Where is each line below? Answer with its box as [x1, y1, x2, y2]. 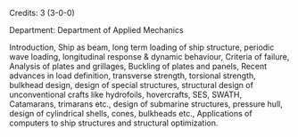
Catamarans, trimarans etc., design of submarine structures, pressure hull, [9, 99, 283, 109]
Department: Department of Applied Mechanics [9, 25, 185, 35]
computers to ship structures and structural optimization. [9, 117, 219, 128]
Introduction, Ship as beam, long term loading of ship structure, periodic [9, 42, 275, 52]
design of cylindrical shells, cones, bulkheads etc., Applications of [9, 109, 252, 118]
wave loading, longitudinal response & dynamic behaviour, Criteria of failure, [9, 52, 290, 61]
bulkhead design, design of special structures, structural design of [9, 80, 254, 90]
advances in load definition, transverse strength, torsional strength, [9, 70, 256, 81]
